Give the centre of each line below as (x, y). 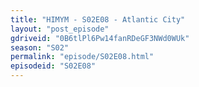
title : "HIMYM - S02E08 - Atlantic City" (98, 19)
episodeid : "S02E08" (53, 66)
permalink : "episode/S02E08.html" (82, 57)
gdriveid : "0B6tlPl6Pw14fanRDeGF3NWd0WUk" (100, 38)
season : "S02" (40, 47)
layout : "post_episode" (60, 29)
